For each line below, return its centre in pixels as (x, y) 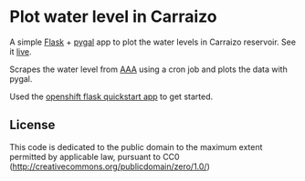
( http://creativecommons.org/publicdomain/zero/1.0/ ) (110, 166)
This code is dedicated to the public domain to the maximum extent (136, 146)
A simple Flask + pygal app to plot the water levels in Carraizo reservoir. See (153, 42)
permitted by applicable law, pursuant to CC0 (95, 156)
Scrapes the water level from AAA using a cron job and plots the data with (148, 69)
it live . (21, 51)
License (32, 125)
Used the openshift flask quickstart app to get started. (111, 96)
